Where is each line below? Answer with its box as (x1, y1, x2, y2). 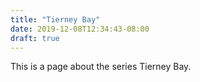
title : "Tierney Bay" (10, 14, 101, 25)
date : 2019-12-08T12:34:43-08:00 (10, 24, 150, 34)
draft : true (10, 33, 60, 43)
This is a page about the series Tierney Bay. (10, 61, 192, 73)
